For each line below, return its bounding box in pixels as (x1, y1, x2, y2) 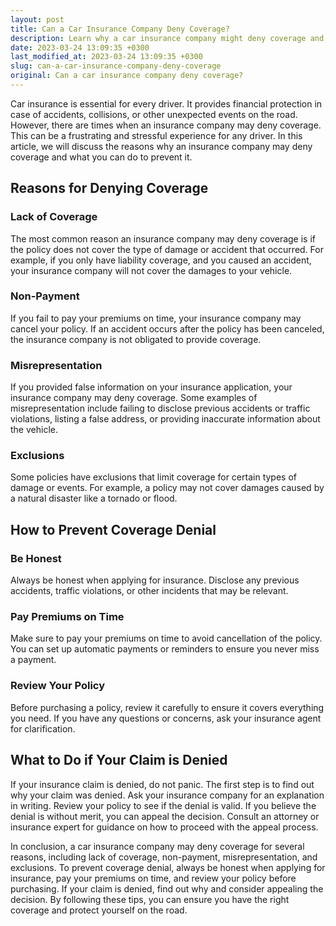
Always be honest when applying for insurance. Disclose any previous (10, 574, 300, 586)
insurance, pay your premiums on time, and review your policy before (10, 872, 297, 884)
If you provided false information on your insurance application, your (10, 381, 293, 393)
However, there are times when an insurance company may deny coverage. (10, 119, 322, 131)
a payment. (10, 654, 57, 666)
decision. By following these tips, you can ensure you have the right (10, 893, 290, 905)
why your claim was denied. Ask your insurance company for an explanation (10, 789, 325, 801)
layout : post (10, 14, 65, 25)
